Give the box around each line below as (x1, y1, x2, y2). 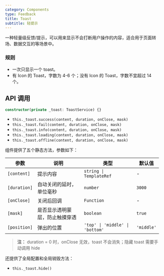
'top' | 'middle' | (83, 222, 129, 228)
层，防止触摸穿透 (37, 214, 77, 221)
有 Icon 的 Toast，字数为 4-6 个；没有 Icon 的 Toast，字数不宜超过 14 (12, 72, 152, 78)
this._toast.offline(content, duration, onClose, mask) (12, 138, 128, 143)
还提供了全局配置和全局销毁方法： (5, 255, 74, 261)
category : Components (5, 7, 49, 12)
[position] (7, 225, 33, 230)
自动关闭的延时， (37, 181, 77, 188)
